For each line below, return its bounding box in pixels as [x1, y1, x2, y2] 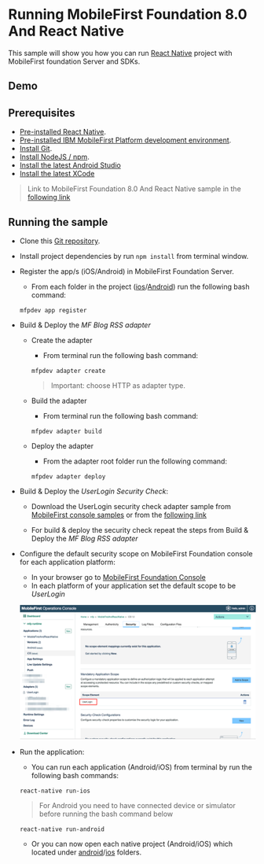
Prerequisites [8, 106, 75, 120]
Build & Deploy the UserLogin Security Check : [19, 486, 169, 496]
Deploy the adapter [31, 441, 94, 450]
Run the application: [19, 747, 85, 756]
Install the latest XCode [19, 169, 95, 179]
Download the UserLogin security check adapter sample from [31, 501, 232, 511]
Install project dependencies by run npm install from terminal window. [19, 251, 249, 260]
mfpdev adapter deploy [31, 472, 106, 481]
